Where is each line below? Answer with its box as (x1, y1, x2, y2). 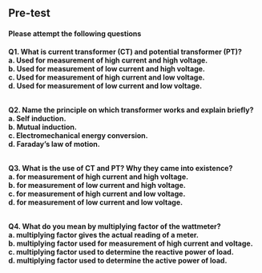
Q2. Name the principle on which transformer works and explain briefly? (8, 104, 254, 115)
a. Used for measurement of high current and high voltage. (8, 55, 208, 65)
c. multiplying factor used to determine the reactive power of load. (8, 247, 234, 256)
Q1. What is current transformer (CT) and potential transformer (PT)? (8, 47, 243, 56)
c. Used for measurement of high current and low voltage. (8, 72, 205, 82)
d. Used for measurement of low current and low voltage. (8, 80, 203, 91)
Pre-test (8, 6, 50, 20)
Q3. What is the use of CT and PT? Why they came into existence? (8, 163, 233, 173)
